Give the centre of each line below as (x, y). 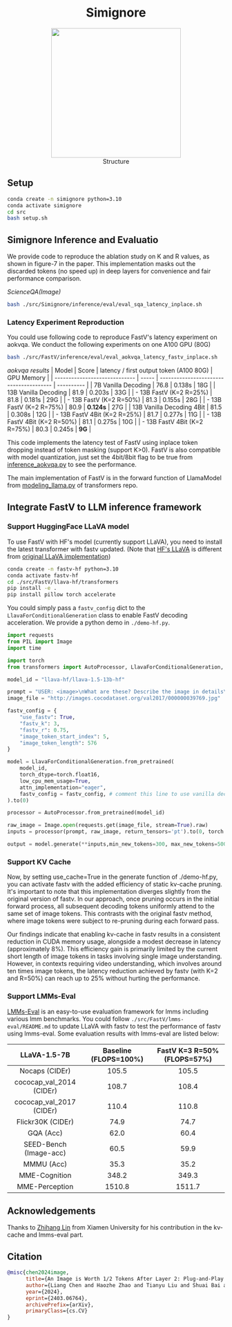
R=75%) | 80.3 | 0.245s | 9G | (49, 429)
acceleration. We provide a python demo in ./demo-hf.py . (89, 622)
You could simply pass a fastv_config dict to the (76, 608)
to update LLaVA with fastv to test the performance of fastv (136, 1026)
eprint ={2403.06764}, (57, 1298)
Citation (25, 1256)
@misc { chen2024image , (38, 1272)
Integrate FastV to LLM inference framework (104, 507)
